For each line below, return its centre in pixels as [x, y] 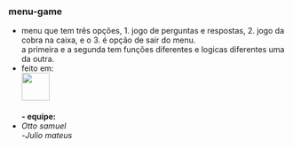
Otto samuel [44, 126]
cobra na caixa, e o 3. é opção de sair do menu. [108, 40]
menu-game [36, 12]
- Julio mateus [47, 136]
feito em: [37, 68]
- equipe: [39, 117]
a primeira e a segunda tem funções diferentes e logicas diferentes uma [153, 50]
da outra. [38, 59]
